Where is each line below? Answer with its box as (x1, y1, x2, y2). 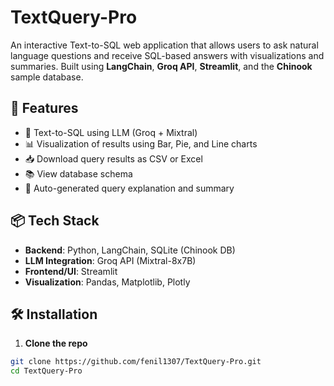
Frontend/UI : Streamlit (24, 265, 118, 277)
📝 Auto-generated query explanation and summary (24, 182, 235, 194)
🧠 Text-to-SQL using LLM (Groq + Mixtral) (24, 126, 198, 138)
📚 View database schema (24, 167, 133, 180)
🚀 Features (10, 100, 79, 117)
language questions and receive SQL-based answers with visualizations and (10, 49, 325, 61)
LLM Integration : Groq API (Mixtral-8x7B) (24, 254, 197, 266)
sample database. (10, 71, 84, 83)
